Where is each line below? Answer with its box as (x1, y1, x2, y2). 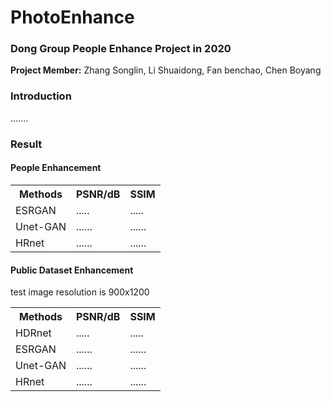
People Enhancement (10, 162, 102, 174)
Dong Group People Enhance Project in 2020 (10, 42, 232, 56)
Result (10, 137, 43, 151)
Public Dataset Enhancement (10, 264, 134, 276)
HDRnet (15, 326, 52, 340)
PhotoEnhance (10, 6, 135, 29)
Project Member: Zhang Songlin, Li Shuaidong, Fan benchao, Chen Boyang (10, 64, 322, 76)
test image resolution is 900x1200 (10, 286, 150, 298)
